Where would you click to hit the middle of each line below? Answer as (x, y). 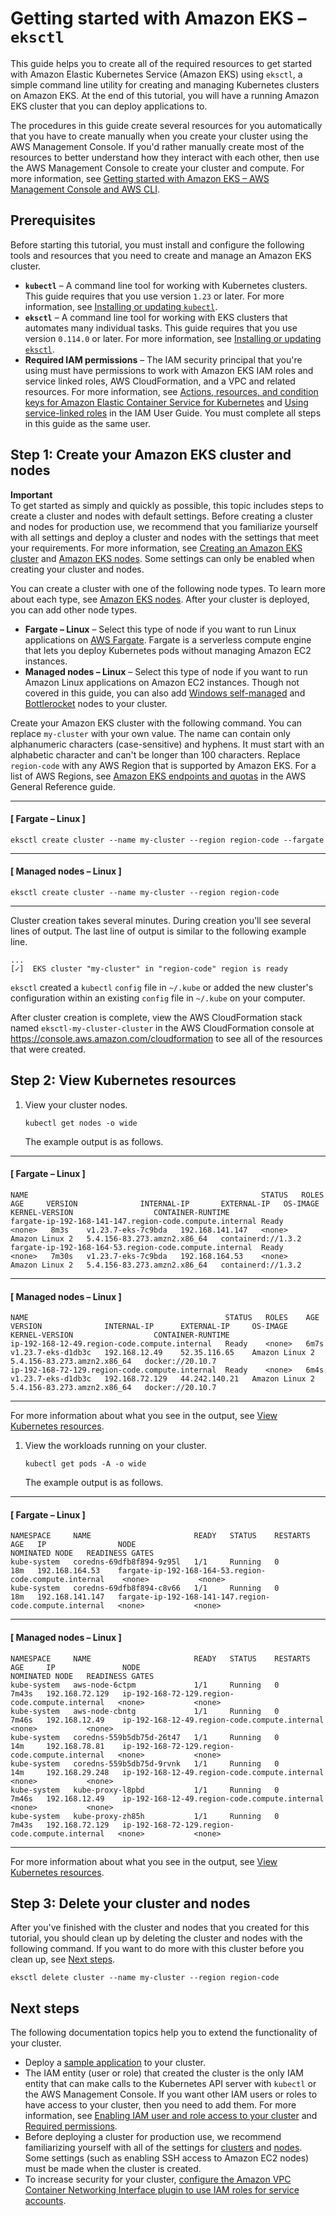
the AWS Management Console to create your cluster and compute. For (157, 168)
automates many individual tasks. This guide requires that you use (161, 328)
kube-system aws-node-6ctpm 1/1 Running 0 (145, 1685)
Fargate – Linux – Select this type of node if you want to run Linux (160, 629)
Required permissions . (71, 2126)
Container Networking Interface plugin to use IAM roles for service (162, 2190)
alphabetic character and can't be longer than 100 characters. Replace (155, 754)
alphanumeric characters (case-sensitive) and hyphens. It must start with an (167, 744)
